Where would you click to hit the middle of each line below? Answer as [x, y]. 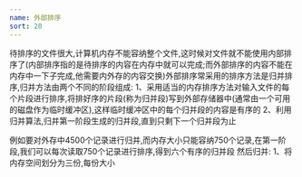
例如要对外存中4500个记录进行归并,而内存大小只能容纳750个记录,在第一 [144, 140]
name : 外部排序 [35, 18]
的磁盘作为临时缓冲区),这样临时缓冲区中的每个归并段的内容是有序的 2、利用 [151, 109]
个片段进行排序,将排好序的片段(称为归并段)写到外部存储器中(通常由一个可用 [150, 98]
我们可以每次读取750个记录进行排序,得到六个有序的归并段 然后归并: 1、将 [156, 151]
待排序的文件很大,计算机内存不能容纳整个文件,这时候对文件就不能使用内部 [147, 53]
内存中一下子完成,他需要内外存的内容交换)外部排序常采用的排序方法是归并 [147, 75]
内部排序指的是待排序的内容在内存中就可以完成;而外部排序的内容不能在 [161, 64]
